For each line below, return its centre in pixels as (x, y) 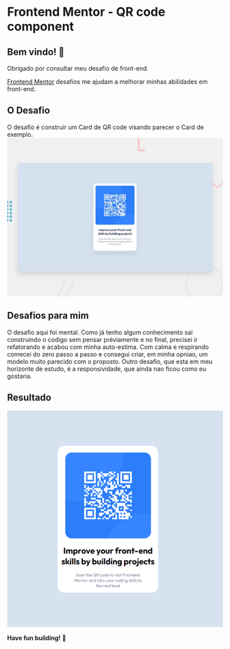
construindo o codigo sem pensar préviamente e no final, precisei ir (102, 339)
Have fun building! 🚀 (37, 638)
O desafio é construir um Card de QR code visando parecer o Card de (105, 127)
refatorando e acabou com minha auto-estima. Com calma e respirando (108, 347)
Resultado (29, 398)
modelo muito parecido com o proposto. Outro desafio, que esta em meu (110, 361)
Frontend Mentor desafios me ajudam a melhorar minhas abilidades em (107, 82)
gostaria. (20, 376)
